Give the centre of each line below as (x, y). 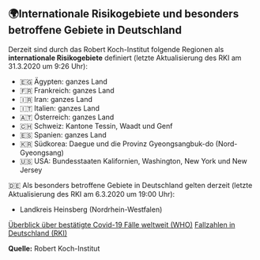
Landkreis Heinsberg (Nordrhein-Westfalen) (91, 209)
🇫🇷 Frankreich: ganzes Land (67, 90)
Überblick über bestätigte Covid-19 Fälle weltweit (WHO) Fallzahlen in (122, 224)
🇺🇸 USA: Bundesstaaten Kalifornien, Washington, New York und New (133, 160)
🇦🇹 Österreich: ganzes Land (67, 117)
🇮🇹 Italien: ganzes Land (60, 108)
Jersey (31, 170)
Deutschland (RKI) (38, 233)
